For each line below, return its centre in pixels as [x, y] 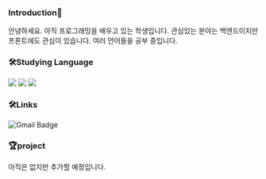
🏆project [27, 146]
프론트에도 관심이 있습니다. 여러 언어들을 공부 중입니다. [93, 41]
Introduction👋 [35, 13]
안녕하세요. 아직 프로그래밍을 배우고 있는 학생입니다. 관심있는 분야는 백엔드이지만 [133, 31]
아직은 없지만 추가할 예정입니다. [57, 167]
